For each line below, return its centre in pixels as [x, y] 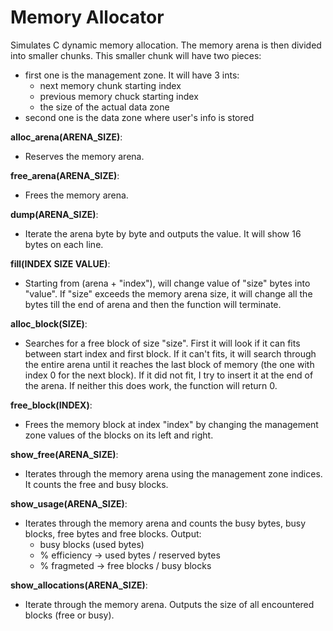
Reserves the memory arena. [84, 156]
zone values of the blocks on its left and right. [119, 435]
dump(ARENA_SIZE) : [54, 214]
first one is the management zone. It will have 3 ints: [132, 75]
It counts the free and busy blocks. [96, 484]
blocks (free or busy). [69, 615]
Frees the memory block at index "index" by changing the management [171, 424]
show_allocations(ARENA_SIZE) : [79, 585]
